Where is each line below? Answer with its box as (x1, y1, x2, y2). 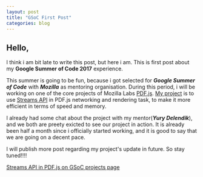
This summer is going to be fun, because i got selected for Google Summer (6, 77, 195, 84)
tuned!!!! (6, 152, 27, 159)
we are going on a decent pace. (6, 134, 86, 141)
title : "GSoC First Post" (6, 15, 72, 21)
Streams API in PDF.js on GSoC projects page (6, 164, 120, 171)
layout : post (6, 8, 39, 15)
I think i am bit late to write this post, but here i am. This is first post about (6, 59, 190, 66)
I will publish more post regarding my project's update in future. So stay (6, 145, 185, 153)
